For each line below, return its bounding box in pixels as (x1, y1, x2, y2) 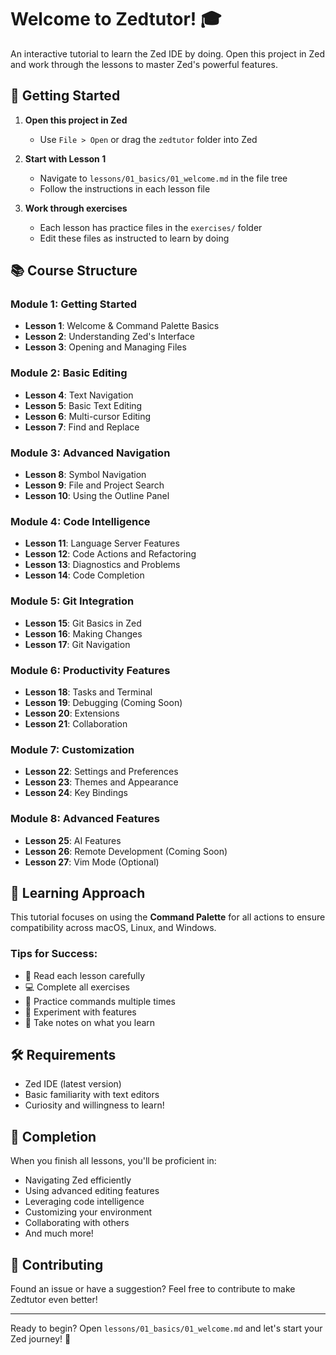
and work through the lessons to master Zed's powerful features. (10, 58, 278, 70)
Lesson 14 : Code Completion (24, 569, 145, 581)
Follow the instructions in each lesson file (39, 182, 211, 195)
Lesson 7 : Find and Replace (24, 421, 140, 433)
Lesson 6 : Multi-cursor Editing (24, 410, 152, 422)
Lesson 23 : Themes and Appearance (24, 776, 179, 788)
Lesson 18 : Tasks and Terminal (24, 686, 153, 698)
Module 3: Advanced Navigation (10, 446, 171, 460)
